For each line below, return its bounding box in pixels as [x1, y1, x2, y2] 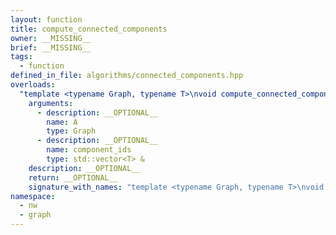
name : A [46, 117, 78, 127]
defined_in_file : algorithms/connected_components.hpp [10, 71, 244, 81]
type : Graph [46, 126, 97, 136]
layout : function [10, 14, 83, 25]
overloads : [10, 80, 56, 90]
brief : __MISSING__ [10, 42, 92, 53]
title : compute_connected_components [10, 24, 168, 34]
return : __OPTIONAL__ [28, 172, 118, 183]
